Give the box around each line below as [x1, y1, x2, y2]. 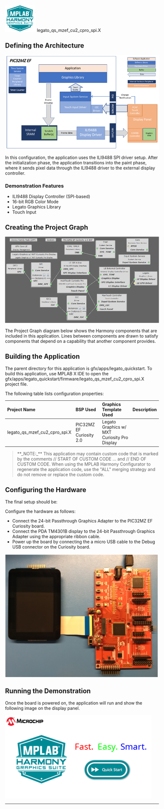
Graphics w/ [102, 424, 127, 430]
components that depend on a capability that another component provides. [5, 338, 156, 344]
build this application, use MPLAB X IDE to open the [5, 370, 109, 376]
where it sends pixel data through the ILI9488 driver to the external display [5, 165, 155, 171]
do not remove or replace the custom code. [17, 471, 104, 477]
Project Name [7, 407, 36, 413]
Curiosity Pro [102, 435, 128, 441]
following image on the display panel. [5, 705, 80, 711]
